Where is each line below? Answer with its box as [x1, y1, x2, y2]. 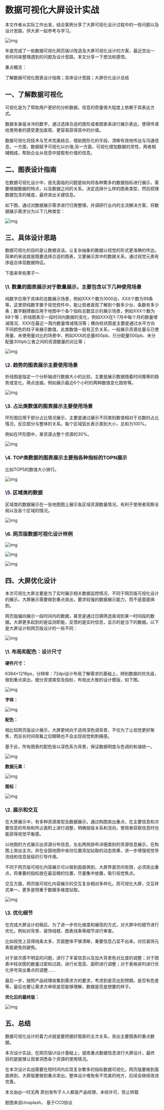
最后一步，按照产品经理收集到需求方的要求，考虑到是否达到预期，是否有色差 [5, 977, 159, 983]
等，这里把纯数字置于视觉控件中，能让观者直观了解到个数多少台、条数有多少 [5, 302, 159, 308]
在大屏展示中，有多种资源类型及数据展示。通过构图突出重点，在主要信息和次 [5, 819, 159, 825]
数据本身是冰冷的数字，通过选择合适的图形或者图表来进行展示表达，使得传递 [5, 121, 159, 127]
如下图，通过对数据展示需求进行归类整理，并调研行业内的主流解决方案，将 [5, 202, 155, 208]
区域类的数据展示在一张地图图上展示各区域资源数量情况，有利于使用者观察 [5, 501, 155, 507]
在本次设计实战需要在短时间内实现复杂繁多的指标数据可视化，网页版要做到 [5, 1066, 155, 1072]
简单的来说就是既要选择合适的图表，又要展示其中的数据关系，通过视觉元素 [5, 254, 155, 259]
